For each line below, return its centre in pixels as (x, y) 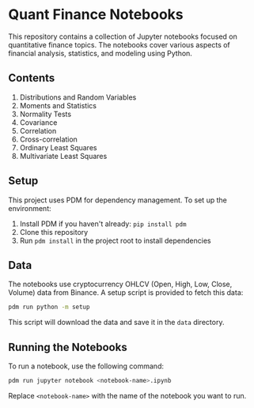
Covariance (38, 122)
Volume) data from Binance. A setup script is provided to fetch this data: (126, 293)
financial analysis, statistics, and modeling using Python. (100, 53)
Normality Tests (45, 114)
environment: (30, 208)
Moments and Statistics (58, 105)
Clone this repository (54, 232)
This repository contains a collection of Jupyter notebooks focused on (123, 36)
